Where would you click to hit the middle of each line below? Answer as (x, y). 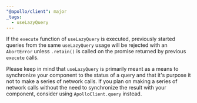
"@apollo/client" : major (36, 11)
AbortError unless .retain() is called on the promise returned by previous (96, 51)
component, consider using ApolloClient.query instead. (74, 94)
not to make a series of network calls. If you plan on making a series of (92, 81)
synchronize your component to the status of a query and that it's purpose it (98, 75)
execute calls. (23, 58)
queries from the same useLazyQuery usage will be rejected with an (87, 45)
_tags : (14, 17)
